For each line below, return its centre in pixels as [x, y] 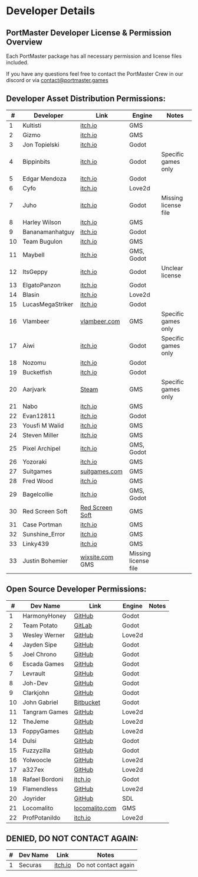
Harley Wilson [42, 222]
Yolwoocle [37, 760]
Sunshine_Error [44, 534]
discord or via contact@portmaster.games [57, 80]
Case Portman [42, 525]
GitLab [83, 625]
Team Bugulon [43, 241]
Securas [30, 865]
